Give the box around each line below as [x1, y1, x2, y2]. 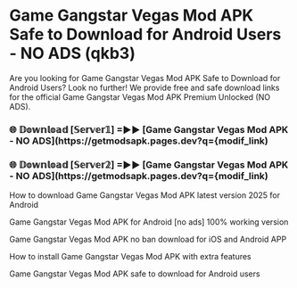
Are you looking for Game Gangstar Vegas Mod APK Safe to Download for [9, 72, 281, 83]
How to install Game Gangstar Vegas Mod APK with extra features [9, 251, 252, 262]
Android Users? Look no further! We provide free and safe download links [9, 82, 280, 93]
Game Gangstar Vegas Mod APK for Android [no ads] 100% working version [9, 217, 289, 227]
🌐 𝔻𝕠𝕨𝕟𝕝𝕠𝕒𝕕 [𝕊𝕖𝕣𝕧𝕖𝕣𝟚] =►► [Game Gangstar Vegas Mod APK [9, 158, 289, 170]
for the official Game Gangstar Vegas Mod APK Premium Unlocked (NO [9, 91, 270, 103]
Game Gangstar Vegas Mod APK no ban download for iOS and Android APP [9, 234, 287, 245]
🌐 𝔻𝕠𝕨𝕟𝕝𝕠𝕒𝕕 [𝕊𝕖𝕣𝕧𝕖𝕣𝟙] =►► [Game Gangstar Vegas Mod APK [9, 123, 289, 136]
